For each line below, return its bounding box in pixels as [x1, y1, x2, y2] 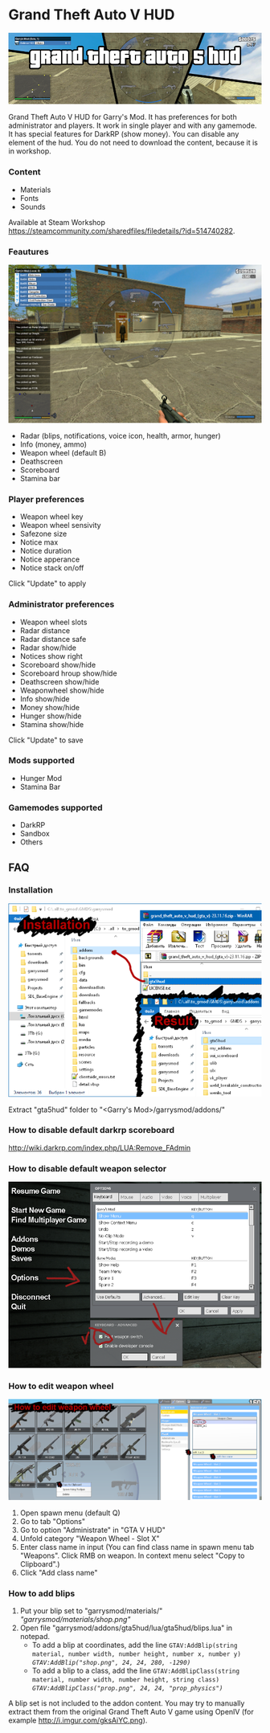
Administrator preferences [8, 599, 115, 610]
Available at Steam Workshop [8, 217, 106, 227]
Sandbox [19, 829, 50, 839]
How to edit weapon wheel [8, 1380, 114, 1392]
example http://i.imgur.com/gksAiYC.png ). [8, 1715, 148, 1725]
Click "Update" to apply [8, 578, 87, 588]
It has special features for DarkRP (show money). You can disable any [8, 129, 239, 139]
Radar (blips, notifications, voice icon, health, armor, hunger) [19, 431, 221, 440]
